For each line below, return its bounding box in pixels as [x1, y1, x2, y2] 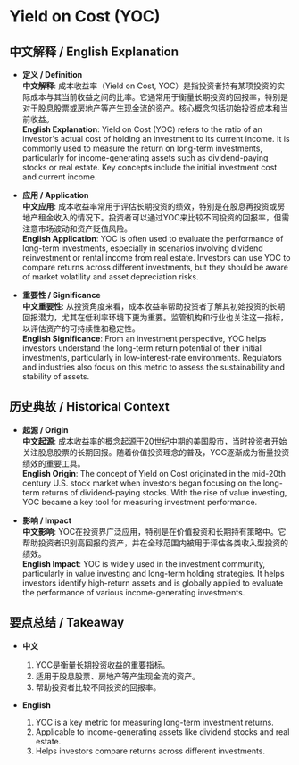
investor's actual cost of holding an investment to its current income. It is [21, 134, 290, 144]
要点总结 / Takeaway [9, 615, 125, 630]
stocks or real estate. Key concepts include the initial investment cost [21, 162, 278, 172]
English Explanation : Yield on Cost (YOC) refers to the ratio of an [21, 124, 263, 135]
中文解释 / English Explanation [9, 44, 179, 59]
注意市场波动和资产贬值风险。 [21, 223, 132, 234]
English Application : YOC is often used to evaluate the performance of [21, 234, 284, 244]
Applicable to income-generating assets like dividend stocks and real [35, 726, 290, 737]
